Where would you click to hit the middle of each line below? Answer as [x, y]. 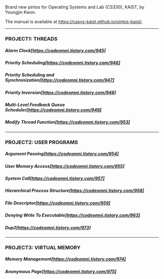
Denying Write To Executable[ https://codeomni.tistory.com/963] [73, 215]
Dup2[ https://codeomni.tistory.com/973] [48, 227]
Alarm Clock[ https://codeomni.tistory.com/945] [55, 50]
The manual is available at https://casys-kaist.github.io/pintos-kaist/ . [74, 22]
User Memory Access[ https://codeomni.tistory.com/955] [65, 166]
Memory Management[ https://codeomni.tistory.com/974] [65, 259]
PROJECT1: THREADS [31, 38]
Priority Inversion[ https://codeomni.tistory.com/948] [61, 93]
